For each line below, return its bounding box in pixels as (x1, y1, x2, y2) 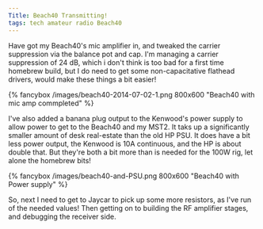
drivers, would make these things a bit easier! (8, 74, 157, 84)
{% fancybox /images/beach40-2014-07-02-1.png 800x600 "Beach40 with (8, 90, 255, 99)
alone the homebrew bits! (8, 155, 91, 165)
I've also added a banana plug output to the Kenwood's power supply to (8, 113, 243, 123)
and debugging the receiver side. (8, 212, 116, 221)
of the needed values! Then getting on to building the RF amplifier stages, (8, 203, 249, 212)
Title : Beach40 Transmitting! (8, 11, 109, 20)
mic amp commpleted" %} (8, 98, 94, 108)
